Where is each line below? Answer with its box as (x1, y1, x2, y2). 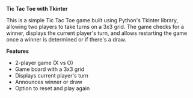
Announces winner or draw (14, 78, 82, 85)
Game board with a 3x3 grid (14, 66, 85, 73)
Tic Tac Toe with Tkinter (6, 5, 68, 12)
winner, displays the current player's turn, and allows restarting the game (6, 29, 188, 37)
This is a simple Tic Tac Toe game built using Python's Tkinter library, (6, 17, 179, 23)
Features (6, 47, 29, 55)
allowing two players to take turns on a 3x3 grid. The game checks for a (6, 23, 185, 30)
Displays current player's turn (14, 72, 89, 79)
